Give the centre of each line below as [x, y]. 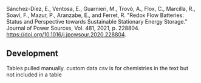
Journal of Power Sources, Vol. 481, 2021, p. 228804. [73, 28]
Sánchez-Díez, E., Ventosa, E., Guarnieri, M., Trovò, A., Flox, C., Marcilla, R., [101, 9]
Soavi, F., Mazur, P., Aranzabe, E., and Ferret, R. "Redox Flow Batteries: [95, 15]
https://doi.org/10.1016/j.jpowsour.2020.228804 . [66, 35]
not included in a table [34, 75]
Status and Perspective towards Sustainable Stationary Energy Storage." [97, 22]
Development [32, 54]
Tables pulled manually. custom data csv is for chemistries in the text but [97, 68]
